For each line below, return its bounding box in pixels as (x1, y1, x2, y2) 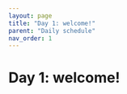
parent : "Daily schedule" (8, 27, 95, 35)
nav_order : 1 (8, 34, 53, 43)
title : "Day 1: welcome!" (8, 19, 95, 27)
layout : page (8, 11, 53, 20)
